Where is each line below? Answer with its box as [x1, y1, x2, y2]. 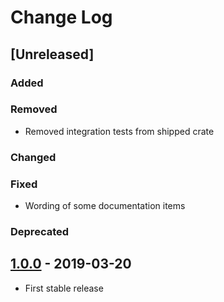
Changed [10, 150, 57, 164]
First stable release [24, 282, 104, 294]
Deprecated [10, 224, 70, 238]
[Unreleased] [10, 46, 95, 63]
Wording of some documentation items [24, 200, 186, 212]
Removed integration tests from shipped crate [24, 125, 215, 137]
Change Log [10, 6, 113, 29]
